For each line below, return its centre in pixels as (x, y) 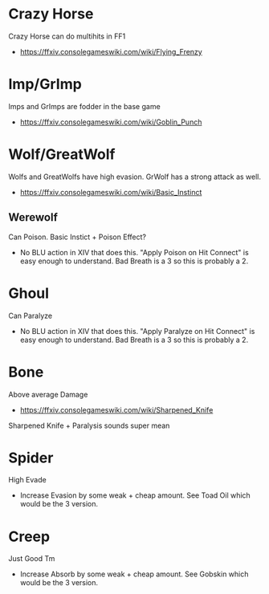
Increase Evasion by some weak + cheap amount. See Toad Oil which (135, 495)
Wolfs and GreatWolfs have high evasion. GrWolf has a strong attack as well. (135, 177)
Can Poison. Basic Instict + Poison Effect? (77, 237)
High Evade (27, 480)
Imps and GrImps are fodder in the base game (84, 106)
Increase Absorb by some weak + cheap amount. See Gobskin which (134, 574)
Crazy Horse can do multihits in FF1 (67, 36)
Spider (31, 458)
